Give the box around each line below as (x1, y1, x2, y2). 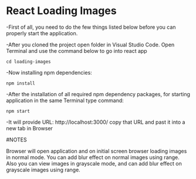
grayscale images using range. (6, 166, 80, 173)
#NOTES (6, 136, 28, 143)
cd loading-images (6, 59, 51, 65)
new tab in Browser (6, 124, 53, 131)
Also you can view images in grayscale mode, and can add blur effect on (6, 160, 182, 167)
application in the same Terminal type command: (6, 97, 124, 104)
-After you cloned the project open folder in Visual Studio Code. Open (6, 41, 175, 48)
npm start (6, 108, 31, 114)
